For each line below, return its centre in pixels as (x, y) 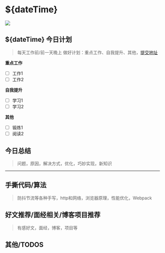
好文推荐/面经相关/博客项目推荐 (53, 215)
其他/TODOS (24, 244)
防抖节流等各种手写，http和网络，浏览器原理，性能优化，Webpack (84, 198)
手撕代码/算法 (26, 185)
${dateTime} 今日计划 (39, 40)
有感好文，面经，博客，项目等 (47, 227)
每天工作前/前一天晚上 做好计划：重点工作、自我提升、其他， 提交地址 (87, 52)
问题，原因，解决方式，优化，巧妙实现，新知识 (64, 163)
